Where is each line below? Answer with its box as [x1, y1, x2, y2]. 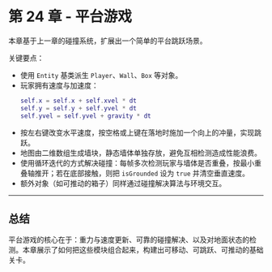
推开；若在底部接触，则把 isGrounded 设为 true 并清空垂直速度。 [34, 168, 249, 178]
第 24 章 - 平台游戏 [8, 7, 132, 26]
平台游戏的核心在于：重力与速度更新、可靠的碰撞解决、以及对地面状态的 [8, 235, 249, 244]
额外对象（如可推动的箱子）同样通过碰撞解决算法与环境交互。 [19, 178, 227, 188]
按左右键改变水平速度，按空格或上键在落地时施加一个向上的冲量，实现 [19, 127, 255, 137]
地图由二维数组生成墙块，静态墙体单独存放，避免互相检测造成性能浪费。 [19, 148, 261, 158]
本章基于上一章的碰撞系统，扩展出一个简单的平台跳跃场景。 [8, 36, 207, 45]
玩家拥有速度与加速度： [19, 80, 99, 90]
